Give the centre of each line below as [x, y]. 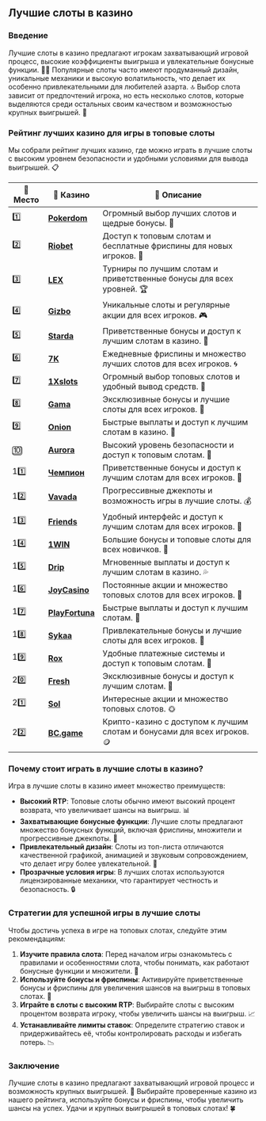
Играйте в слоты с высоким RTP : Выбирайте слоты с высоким [127, 1005]
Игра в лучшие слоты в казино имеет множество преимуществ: [117, 786]
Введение [28, 36]
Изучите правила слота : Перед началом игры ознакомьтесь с [126, 954]
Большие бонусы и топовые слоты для [177, 540]
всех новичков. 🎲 [135, 549]
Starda [61, 336]
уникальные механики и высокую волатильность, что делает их [117, 78]
